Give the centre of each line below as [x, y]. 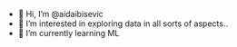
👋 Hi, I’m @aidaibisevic [61, 14]
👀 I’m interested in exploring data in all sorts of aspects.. [123, 23]
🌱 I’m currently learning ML [69, 33]
